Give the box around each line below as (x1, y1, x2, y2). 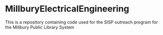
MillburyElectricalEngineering (5, 3, 130, 14)
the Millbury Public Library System (5, 24, 74, 30)
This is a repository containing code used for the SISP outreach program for (5, 19, 158, 25)
